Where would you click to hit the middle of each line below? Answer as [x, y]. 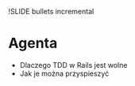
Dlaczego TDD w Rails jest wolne [73, 65]
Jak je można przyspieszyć [64, 73]
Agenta [33, 43]
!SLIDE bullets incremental [51, 11]
